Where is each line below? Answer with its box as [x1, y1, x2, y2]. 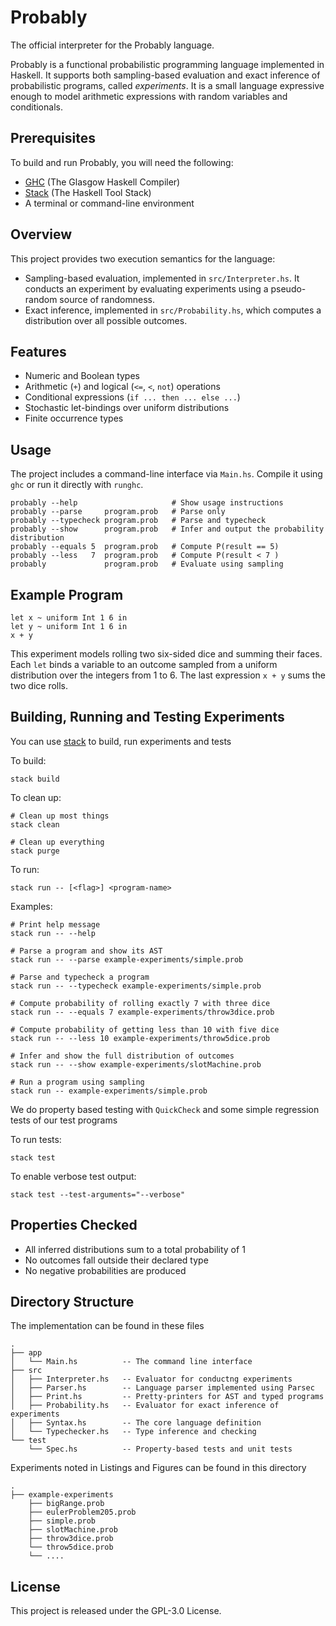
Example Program [10, 586, 124, 603]
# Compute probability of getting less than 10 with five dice [10, 1024, 280, 1035]
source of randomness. [59, 293, 155, 305]
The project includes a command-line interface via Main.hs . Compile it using [10, 468, 323, 480]
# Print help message [10, 919, 101, 930]
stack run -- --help [10, 928, 97, 938]
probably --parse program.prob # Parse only [10, 507, 226, 517]
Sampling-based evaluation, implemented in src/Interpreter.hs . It [24, 272, 300, 284]
